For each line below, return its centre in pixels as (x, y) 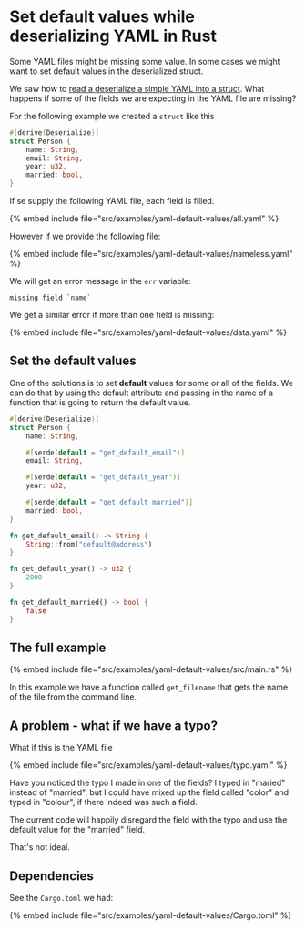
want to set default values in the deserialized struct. (107, 71)
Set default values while (102, 17)
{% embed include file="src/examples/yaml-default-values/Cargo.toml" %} (151, 915)
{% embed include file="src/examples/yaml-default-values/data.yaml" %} (148, 332)
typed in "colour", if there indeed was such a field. (103, 802)
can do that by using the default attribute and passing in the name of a (142, 393)
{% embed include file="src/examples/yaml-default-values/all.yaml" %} (144, 219)
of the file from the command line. (73, 697)
